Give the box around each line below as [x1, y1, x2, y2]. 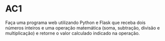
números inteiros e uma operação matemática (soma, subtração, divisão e [5, 24, 160, 30]
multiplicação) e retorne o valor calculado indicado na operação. [5, 30, 140, 36]
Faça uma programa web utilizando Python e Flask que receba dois [5, 19, 146, 25]
